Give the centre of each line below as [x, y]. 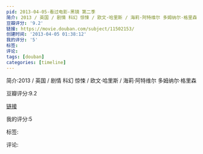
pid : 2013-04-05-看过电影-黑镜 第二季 [51, 12]
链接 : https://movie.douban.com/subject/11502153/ [70, 29]
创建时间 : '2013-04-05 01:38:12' [47, 34]
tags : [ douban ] [25, 57]
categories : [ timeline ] [36, 62]
